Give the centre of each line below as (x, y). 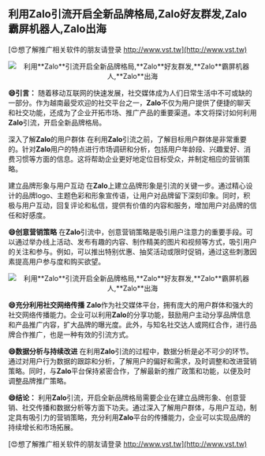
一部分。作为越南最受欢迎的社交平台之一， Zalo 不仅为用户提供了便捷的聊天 (129, 103)
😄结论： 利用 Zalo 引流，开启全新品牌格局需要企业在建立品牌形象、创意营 (127, 398)
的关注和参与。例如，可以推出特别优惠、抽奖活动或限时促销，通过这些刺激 (129, 252)
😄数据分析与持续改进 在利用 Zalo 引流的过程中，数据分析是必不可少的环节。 (131, 351)
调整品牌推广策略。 (39, 380)
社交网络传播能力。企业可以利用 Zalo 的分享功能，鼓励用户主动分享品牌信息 (129, 315)
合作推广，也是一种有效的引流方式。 (73, 335)
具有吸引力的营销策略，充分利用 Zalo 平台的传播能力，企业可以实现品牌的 (132, 417)
